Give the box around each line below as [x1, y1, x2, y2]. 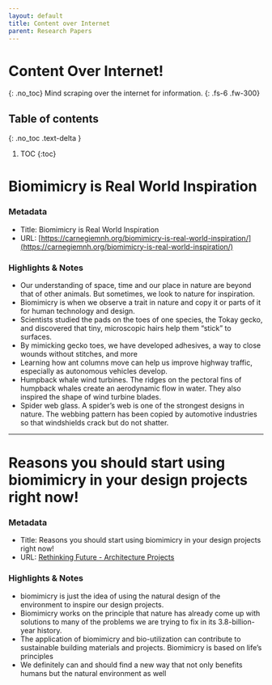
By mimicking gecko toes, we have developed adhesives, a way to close [19, 340, 261, 350]
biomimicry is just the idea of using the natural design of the [19, 591, 221, 601]
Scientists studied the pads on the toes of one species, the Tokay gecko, [19, 315, 263, 324]
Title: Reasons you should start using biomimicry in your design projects [19, 535, 261, 545]
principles [19, 651, 54, 661]
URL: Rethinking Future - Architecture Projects [19, 552, 175, 562]
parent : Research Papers [8, 27, 92, 35]
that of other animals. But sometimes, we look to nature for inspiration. [19, 289, 255, 298]
